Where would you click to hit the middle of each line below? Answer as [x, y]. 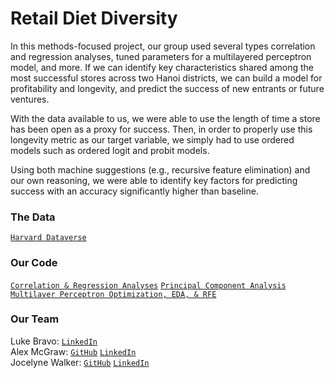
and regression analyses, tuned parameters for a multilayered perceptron [161, 56]
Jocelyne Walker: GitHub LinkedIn [80, 362]
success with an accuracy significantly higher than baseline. [134, 191]
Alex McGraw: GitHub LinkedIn [73, 351]
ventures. [30, 99]
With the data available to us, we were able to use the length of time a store [165, 118]
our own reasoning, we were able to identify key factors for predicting [154, 180]
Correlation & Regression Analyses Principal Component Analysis [148, 285]
